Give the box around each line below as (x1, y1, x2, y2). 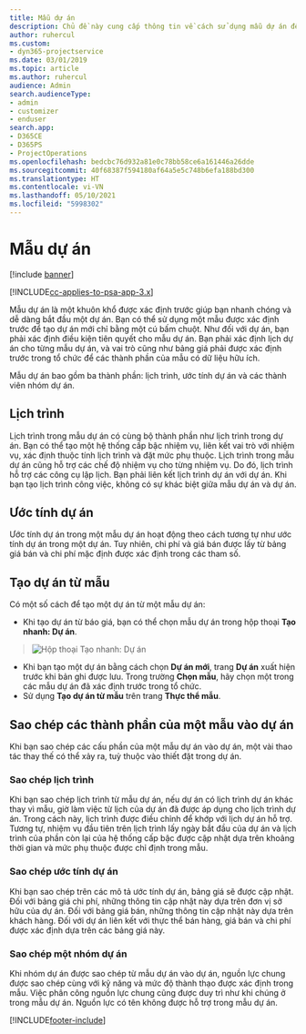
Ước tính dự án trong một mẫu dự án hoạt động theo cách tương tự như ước (9, 529, 292, 540)
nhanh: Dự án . (22, 626, 77, 637)
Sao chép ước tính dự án (9, 866, 118, 878)
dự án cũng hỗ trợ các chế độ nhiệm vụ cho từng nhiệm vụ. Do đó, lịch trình (9, 459, 293, 470)
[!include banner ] (9, 269, 75, 279)
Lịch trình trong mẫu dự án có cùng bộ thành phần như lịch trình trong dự (9, 430, 284, 441)
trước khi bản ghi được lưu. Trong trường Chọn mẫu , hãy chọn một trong (22, 671, 294, 683)
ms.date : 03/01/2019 (9, 56, 88, 65)
